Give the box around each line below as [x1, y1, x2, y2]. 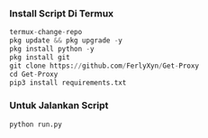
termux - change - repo [9, 28, 83, 37]
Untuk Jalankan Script [9, 99, 109, 112]
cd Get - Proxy [9, 69, 59, 78]
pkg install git [9, 52, 70, 61]
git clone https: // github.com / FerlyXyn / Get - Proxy [9, 61, 200, 70]
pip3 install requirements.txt [9, 78, 127, 87]
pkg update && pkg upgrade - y [9, 36, 123, 45]
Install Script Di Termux [9, 7, 114, 20]
